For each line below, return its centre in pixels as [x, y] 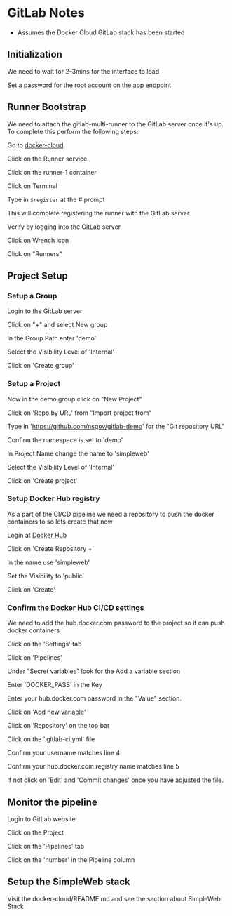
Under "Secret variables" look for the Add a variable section [94, 671]
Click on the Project [36, 832]
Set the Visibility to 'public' [46, 576]
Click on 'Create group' [41, 366]
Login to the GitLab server [45, 311]
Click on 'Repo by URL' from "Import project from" [80, 413]
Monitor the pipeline [53, 802]
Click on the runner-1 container [52, 172]
